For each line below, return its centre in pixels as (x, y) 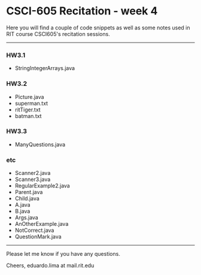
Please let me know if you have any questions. (63, 254)
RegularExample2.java (42, 186)
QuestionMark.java (38, 237)
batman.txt (28, 116)
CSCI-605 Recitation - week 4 (82, 11)
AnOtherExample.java (42, 224)
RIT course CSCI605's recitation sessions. (58, 34)
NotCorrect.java (34, 230)
